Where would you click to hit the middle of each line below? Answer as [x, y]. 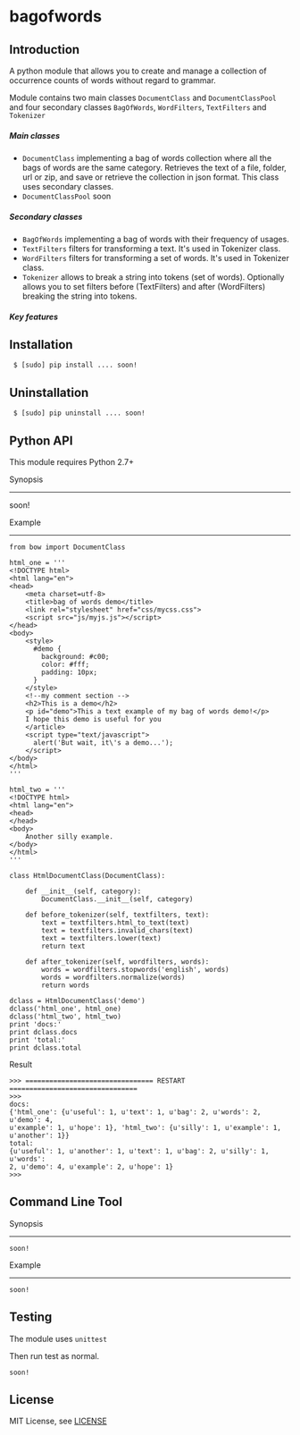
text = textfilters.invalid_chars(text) [117, 930]
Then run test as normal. [54, 1355]
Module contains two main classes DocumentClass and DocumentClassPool [143, 97]
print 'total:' [37, 1040]
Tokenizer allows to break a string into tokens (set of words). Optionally [153, 277]
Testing [31, 1317]
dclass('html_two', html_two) [66, 1017]
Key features [34, 317]
